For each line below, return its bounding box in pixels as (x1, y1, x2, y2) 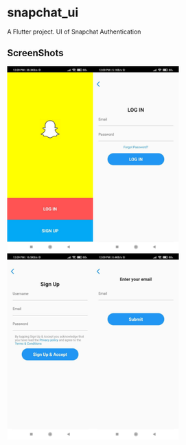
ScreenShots (7, 47, 64, 59)
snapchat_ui (7, 5, 79, 21)
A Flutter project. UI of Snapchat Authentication (7, 27, 141, 36)
